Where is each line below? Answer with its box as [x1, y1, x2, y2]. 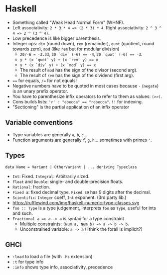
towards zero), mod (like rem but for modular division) [12, 46, 120, 52]
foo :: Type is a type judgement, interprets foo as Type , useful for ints [12, 205, 156, 211]
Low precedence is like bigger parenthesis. [12, 35, 101, 41]
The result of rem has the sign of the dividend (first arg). [19, 72, 135, 78]
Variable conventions [5, 118, 73, 127]
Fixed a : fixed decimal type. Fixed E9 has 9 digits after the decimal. [12, 189, 151, 195]
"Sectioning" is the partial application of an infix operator [12, 104, 130, 110]
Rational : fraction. [12, 183, 51, 189]
